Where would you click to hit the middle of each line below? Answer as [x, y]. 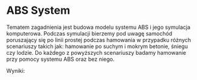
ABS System [38, 11]
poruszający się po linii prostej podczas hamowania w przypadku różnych [99, 40]
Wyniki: [16, 70]
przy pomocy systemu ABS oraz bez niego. [60, 59]
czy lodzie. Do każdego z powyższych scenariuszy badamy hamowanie [96, 52]
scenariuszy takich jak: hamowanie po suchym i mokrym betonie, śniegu [97, 46]
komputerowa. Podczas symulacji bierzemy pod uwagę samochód [89, 33]
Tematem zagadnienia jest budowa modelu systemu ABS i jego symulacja [98, 27]
